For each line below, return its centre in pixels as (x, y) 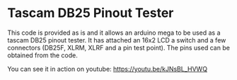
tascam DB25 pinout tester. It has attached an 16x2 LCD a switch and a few (117, 40)
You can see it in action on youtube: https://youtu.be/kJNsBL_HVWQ (107, 69)
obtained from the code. (42, 55)
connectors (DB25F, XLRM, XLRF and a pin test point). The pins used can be (118, 47)
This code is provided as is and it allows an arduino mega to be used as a (114, 33)
